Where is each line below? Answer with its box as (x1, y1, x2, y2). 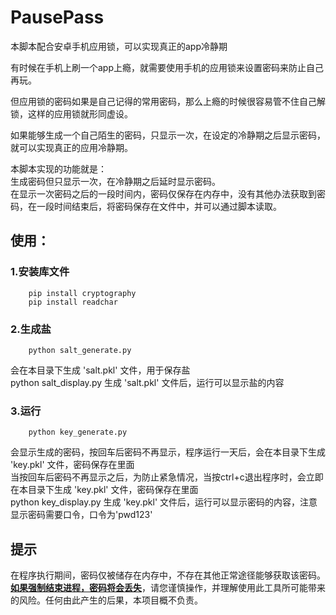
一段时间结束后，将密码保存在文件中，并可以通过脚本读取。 (36, 200, 282, 212)
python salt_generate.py (28, 345, 132, 355)
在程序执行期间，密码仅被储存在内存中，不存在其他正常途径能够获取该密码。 (10, 569, 326, 581)
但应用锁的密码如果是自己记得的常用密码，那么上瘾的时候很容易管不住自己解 (10, 95, 326, 107)
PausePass (10, 6, 105, 29)
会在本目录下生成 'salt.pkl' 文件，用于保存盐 (10, 364, 191, 376)
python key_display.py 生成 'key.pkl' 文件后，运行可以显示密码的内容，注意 (10, 496, 318, 508)
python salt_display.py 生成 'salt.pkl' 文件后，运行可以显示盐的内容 (10, 376, 285, 388)
